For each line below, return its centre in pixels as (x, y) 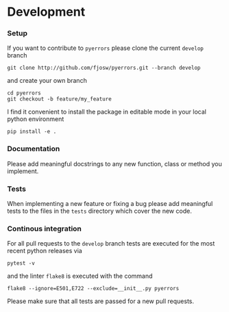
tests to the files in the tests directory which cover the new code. (99, 211)
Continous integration (45, 229)
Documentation (34, 149)
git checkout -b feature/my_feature (59, 99)
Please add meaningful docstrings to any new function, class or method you (115, 164)
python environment (36, 119)
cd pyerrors (24, 93)
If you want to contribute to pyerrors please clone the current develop (106, 48)
